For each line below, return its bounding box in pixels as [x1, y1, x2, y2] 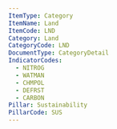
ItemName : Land [8, 19, 59, 27]
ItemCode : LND [8, 26, 56, 34]
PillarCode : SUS [8, 109, 63, 117]
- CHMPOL [15, 79, 45, 87]
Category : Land [8, 34, 59, 42]
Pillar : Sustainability [8, 101, 88, 109]
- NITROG [15, 64, 45, 72]
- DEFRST [15, 86, 45, 95]
